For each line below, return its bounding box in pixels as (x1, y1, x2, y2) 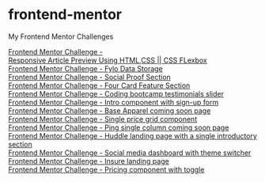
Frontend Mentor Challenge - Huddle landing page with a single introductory (8, 131, 257, 140)
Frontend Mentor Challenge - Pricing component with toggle (8, 165, 205, 174)
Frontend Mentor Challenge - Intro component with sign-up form (8, 97, 219, 107)
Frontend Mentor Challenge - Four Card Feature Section (8, 81, 191, 90)
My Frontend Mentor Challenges (8, 32, 114, 41)
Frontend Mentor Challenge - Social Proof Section (8, 72, 172, 82)
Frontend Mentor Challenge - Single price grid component (8, 114, 198, 123)
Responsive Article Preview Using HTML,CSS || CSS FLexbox (8, 55, 207, 65)
